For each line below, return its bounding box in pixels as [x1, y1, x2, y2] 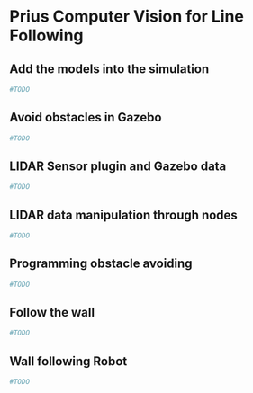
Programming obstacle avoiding [9, 256, 193, 272]
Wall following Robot [9, 353, 128, 369]
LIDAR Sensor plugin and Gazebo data [9, 158, 227, 174]
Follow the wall [9, 305, 95, 320]
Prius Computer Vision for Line [9, 6, 245, 27]
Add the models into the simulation [9, 61, 210, 76]
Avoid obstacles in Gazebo [9, 110, 162, 125]
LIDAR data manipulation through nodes [9, 207, 239, 222]
